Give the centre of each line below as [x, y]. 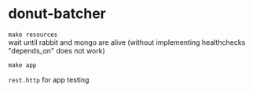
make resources [33, 35]
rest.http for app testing [49, 79]
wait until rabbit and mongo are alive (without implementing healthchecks [127, 42]
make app [22, 65]
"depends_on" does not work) [57, 50]
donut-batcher [57, 14]
